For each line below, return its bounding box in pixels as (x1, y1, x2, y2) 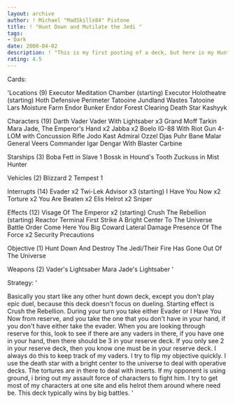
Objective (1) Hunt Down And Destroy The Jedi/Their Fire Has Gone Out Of (7, 244, 222, 252)
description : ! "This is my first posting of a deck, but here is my (7, 50, 215, 57)
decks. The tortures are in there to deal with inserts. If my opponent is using (7, 366, 226, 375)
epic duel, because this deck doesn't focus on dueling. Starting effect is (7, 299, 215, 308)
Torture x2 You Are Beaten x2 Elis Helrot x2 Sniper (7, 194, 152, 203)
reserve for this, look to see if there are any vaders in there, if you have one (7, 329, 225, 338)
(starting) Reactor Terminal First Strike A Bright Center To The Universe (7, 215, 213, 224)
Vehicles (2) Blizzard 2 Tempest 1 (7, 173, 104, 182)
